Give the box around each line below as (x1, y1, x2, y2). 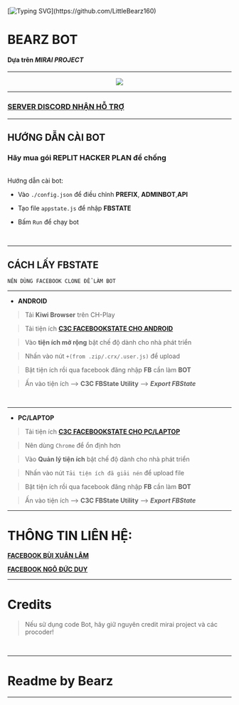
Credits (7, 597, 52, 613)
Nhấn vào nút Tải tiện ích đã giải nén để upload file (24, 469, 185, 478)
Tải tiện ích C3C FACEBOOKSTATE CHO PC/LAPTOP (24, 427, 180, 436)
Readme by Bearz (7, 673, 114, 689)
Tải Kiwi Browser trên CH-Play (24, 311, 115, 319)
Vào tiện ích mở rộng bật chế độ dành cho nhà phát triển (24, 338, 192, 347)
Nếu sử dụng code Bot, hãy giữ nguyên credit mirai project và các (24, 620, 218, 629)
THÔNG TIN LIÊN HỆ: (7, 528, 133, 544)
